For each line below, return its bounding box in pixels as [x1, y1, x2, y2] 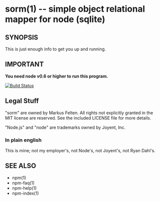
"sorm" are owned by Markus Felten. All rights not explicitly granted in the [5, 110, 153, 116]
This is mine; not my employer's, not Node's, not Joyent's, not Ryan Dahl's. [5, 147, 156, 153]
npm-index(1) [12, 190, 39, 196]
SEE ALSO [5, 162, 36, 170]
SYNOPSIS [5, 33, 38, 41]
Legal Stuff [5, 97, 39, 105]
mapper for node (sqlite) [5, 14, 106, 25]
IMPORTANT [5, 60, 44, 69]
